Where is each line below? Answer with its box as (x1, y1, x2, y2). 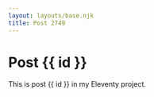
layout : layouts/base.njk (8, 11, 94, 20)
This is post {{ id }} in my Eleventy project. (8, 80, 147, 89)
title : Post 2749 (8, 19, 66, 27)
